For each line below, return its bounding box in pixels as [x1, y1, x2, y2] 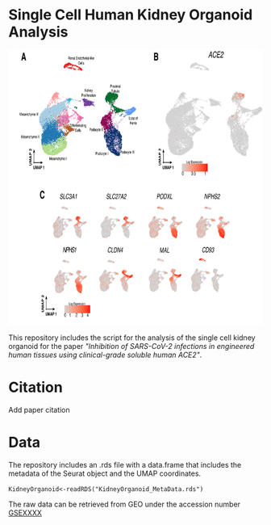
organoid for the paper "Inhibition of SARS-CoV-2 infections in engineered [8, 341, 255, 351]
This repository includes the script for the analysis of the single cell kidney [8, 333, 256, 342]
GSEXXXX [8, 507, 43, 518]
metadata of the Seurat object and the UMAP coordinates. [8, 468, 202, 478]
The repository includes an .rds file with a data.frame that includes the [8, 460, 242, 469]
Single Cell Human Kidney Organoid [8, 6, 253, 24]
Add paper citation [8, 405, 70, 414]
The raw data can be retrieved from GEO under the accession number [8, 499, 240, 509]
